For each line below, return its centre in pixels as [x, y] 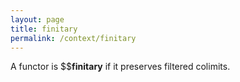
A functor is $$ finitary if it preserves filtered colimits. [120, 67]
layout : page [37, 19]
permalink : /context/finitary [73, 38]
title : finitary [44, 29]
